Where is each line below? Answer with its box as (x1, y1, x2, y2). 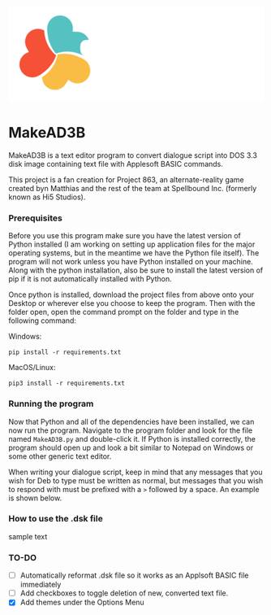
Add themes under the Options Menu (19, 597, 144, 608)
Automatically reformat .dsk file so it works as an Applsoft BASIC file (19, 570, 249, 580)
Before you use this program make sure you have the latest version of (8, 231, 242, 241)
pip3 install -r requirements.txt (8, 379, 126, 388)
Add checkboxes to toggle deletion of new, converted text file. (19, 588, 229, 598)
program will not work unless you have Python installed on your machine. (8, 257, 253, 267)
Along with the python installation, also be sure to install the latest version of (8, 265, 264, 275)
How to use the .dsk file (8, 513, 103, 525)
